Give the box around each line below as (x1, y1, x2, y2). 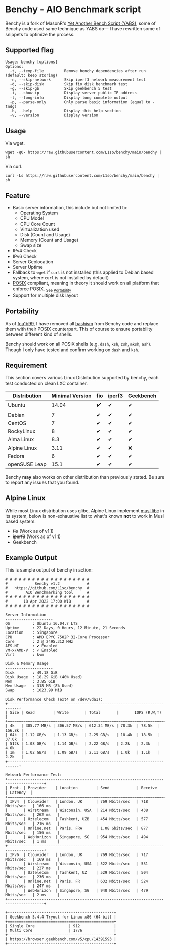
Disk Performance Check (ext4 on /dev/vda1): (5, 697, 103, 702)
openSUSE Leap (8, 461, 47, 468)
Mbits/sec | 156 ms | (5, 830, 60, 835)
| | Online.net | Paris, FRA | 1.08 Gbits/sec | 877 (5, 826, 148, 831)
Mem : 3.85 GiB (5, 679, 56, 684)
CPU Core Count (20, 221, 55, 227)
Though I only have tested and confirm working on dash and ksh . (5, 346, 140, 353)
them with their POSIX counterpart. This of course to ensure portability (5, 326, 153, 332)
